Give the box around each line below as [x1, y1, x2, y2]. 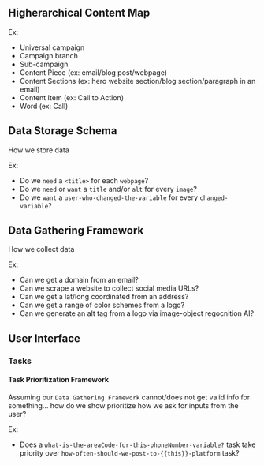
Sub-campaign [19, 59, 69, 69]
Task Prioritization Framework [8, 375, 109, 384]
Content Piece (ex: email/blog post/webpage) [19, 67, 168, 77]
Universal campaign [19, 43, 85, 52]
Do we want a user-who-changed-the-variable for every [19, 193, 199, 202]
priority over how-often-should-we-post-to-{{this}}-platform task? [19, 448, 240, 457]
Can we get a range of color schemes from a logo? [19, 300, 185, 310]
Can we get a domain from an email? [19, 276, 139, 285]
